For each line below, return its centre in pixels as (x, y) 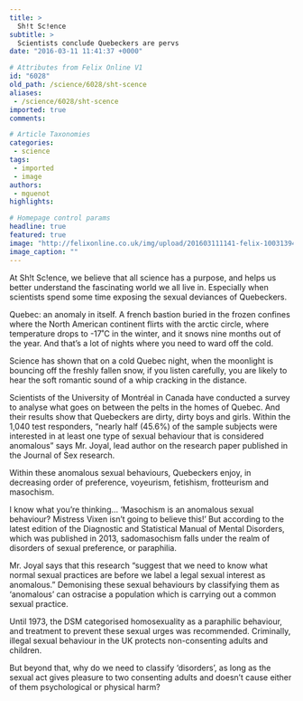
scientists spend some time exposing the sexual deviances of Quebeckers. (148, 297)
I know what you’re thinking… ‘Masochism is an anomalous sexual (132, 509)
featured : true (38, 235)
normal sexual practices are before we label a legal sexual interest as (138, 574)
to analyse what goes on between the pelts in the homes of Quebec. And (145, 407)
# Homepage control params (60, 218)
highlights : (32, 202)
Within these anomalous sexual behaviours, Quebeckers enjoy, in (130, 472)
